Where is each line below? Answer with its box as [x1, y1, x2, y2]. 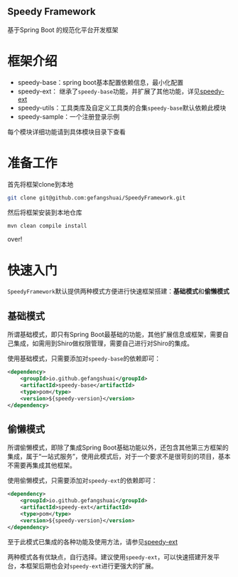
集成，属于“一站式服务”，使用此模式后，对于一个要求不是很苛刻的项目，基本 [7, 452, 231, 461]
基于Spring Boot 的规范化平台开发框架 [7, 25, 119, 34]
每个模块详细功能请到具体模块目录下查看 [7, 128, 126, 136]
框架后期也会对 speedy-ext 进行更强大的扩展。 [26, 561, 158, 570]
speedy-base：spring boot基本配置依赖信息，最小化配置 [17, 78, 184, 86]
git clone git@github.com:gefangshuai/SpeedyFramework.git [7, 194, 186, 202]
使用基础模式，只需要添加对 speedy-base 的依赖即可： [7, 354, 161, 363]
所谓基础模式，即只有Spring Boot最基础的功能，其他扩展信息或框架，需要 [7, 331, 222, 339]
